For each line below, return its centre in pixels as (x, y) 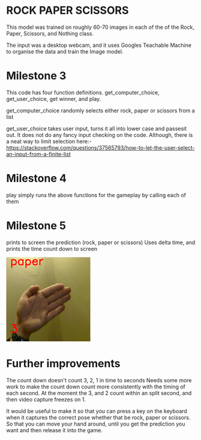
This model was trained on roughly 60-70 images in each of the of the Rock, (100, 27)
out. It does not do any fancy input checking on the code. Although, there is (100, 135)
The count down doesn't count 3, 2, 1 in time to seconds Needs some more (99, 380)
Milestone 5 (36, 225)
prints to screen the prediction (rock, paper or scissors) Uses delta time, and (101, 242)
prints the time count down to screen (52, 249)
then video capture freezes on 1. (46, 399)
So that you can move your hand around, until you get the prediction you (96, 424)
